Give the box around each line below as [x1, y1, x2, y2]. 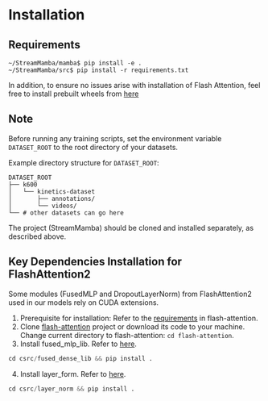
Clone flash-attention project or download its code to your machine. [19, 321, 245, 332]
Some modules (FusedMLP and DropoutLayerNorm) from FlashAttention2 [8, 289, 252, 299]
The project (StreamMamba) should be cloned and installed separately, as [8, 223, 254, 232]
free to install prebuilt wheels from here [8, 89, 139, 98]
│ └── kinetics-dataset [8, 187, 95, 195]
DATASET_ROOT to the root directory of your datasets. [8, 142, 179, 152]
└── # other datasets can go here [8, 208, 125, 217]
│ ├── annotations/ [8, 194, 95, 203]
